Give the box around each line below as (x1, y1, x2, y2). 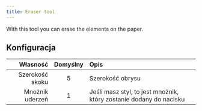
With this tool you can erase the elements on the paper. (6, 25, 143, 32)
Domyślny (54, 61, 84, 69)
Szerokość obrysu (89, 74, 141, 83)
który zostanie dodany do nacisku (89, 95, 185, 104)
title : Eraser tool (6, 8, 55, 15)
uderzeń (25, 95, 49, 104)
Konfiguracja (6, 43, 56, 53)
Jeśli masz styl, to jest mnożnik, (89, 88, 179, 96)
